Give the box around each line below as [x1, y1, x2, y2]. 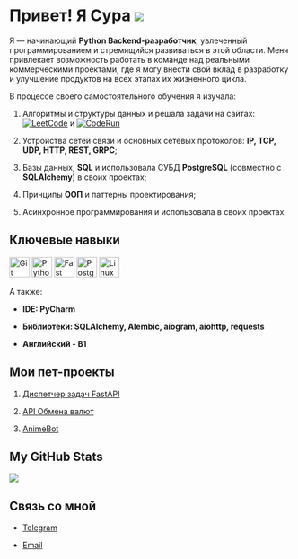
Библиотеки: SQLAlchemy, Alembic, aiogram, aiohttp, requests [22, 321, 265, 332]
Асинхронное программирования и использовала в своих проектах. [22, 206, 287, 217]
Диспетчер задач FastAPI [22, 388, 120, 399]
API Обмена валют [22, 405, 94, 416]
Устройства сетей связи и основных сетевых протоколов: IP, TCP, [22, 135, 276, 146]
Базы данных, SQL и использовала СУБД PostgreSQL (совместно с [22, 162, 282, 173]
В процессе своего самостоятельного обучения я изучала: [9, 91, 236, 102]
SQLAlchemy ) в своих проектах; [22, 172, 147, 182]
